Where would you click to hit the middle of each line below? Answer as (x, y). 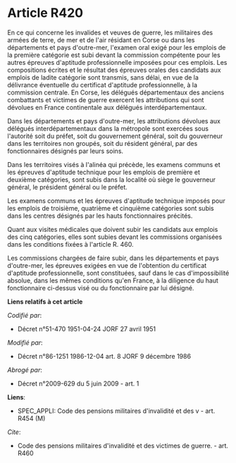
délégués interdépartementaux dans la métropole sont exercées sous (108, 128)
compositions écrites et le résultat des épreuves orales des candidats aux (114, 70)
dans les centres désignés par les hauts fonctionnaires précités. (100, 216)
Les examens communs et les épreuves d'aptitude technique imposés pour (116, 200)
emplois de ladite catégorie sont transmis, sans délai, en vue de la (103, 77)
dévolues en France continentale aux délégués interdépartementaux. (107, 107)
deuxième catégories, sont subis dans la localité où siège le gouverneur (112, 179)
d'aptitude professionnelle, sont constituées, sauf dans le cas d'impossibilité (118, 273)
